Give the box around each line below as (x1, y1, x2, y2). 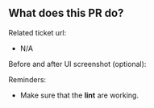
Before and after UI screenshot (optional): (8, 59, 147, 69)
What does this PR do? (8, 6, 124, 20)
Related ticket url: (8, 27, 67, 37)
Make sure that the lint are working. (19, 90, 139, 100)
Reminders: (8, 74, 47, 84)
